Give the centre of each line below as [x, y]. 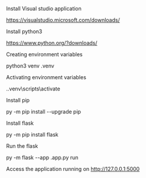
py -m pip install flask [33, 135]
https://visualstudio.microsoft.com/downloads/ [63, 20]
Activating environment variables [46, 77]
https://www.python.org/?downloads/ [52, 43]
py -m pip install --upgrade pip [44, 111]
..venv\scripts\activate [33, 89]
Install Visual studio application [44, 9]
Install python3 [24, 31]
